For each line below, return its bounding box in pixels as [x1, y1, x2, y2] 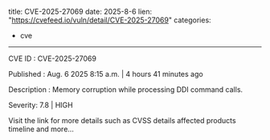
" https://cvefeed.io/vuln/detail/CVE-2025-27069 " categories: [8, 15, 211, 25]
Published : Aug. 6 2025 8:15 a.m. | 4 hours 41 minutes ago [8, 70, 203, 78]
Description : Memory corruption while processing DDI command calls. [8, 85, 243, 94]
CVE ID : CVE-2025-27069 [8, 54, 96, 63]
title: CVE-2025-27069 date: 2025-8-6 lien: [8, 7, 153, 16]
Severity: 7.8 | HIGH [8, 100, 74, 110]
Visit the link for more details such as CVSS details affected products [8, 116, 236, 125]
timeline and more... [8, 124, 75, 134]
